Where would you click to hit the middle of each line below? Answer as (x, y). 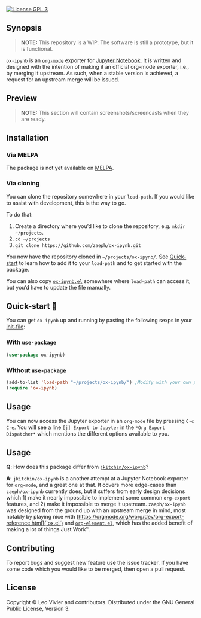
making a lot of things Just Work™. (48, 529)
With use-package (31, 342)
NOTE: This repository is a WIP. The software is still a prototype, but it (107, 42)
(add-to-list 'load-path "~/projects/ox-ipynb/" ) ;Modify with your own (99, 382)
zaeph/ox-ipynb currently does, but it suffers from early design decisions (96, 491)
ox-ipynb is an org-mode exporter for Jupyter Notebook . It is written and (94, 60)
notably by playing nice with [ (42, 517)
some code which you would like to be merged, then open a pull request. (96, 569)
